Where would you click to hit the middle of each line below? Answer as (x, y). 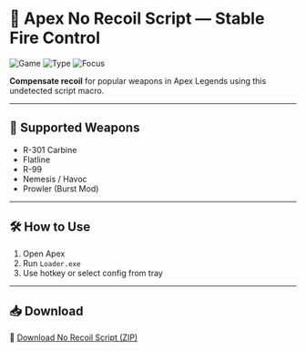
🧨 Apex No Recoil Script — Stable (137, 19)
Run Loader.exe (51, 263)
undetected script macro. (57, 90)
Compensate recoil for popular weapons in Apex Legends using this (138, 80)
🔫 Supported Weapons (75, 128)
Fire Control (55, 38)
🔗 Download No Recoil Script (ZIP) (74, 337)
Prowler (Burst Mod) (61, 188)
